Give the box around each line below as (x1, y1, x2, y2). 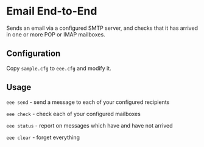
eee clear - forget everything (6, 134, 80, 141)
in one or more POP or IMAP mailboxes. (6, 30, 105, 38)
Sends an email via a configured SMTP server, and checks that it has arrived (6, 24, 198, 32)
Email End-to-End (6, 4, 97, 18)
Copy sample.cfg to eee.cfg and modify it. (6, 64, 111, 72)
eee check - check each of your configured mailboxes (6, 110, 141, 117)
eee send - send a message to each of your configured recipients (6, 98, 170, 106)
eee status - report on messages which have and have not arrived (6, 121, 173, 129)
